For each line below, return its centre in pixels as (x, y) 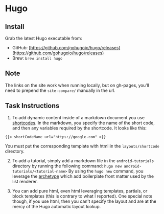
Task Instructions (32, 106)
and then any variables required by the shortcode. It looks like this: (79, 128)
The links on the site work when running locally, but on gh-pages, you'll (77, 85)
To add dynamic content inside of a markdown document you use (78, 117)
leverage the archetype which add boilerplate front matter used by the (83, 176)
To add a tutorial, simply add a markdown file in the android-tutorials (83, 160)
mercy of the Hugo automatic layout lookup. (57, 206)
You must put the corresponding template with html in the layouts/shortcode (82, 146)
